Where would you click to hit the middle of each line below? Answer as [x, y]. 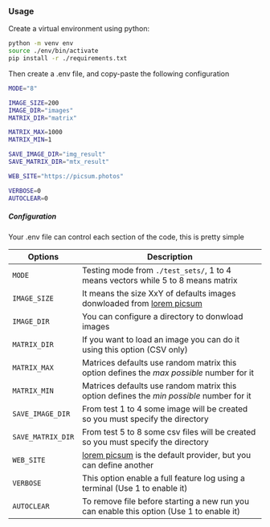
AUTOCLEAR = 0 [28, 198]
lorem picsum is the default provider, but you [166, 455]
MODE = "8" [23, 88]
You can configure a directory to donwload [162, 317]
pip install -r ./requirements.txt [68, 59]
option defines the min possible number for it [166, 395]
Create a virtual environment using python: [79, 29]
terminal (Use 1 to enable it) [135, 488]
